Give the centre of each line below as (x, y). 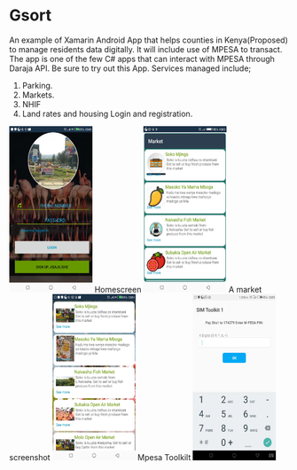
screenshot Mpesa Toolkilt (100, 457)
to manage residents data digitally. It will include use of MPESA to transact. (146, 49)
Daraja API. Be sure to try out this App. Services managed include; (130, 68)
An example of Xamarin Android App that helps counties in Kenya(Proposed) (148, 40)
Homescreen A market (178, 289)
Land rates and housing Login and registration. (107, 114)
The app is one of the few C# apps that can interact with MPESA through (142, 59)
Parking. (37, 85)
